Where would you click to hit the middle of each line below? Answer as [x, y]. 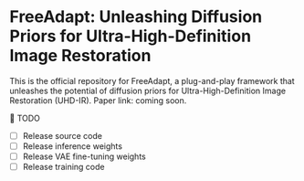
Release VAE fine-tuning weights [84, 156]
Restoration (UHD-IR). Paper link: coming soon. [98, 100]
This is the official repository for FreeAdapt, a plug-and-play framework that [152, 80]
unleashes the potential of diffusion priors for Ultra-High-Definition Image [147, 90]
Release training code [63, 167]
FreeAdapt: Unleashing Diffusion [136, 17]
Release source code [63, 135]
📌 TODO [25, 118]
